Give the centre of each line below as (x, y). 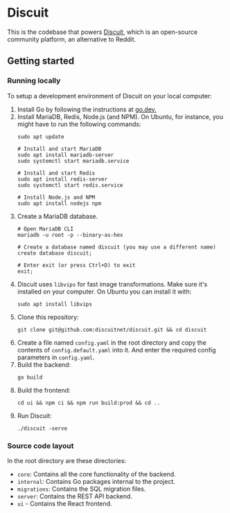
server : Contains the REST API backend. (75, 496)
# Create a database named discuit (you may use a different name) (116, 247)
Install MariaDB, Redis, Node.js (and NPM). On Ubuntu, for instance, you (120, 116)
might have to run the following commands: (79, 124)
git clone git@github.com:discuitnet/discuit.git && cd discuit (112, 330)
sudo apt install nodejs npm (59, 203)
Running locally (34, 81)
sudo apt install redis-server (62, 179)
